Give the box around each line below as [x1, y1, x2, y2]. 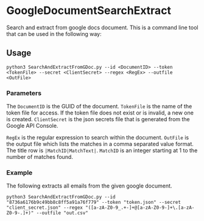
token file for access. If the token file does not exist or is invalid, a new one [6, 109, 194, 116]
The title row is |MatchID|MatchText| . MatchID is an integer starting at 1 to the [6, 147, 198, 154]
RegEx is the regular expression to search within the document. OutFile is [6, 134, 189, 141]
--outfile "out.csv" [36, 210, 88, 216]
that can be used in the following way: [6, 30, 102, 37]
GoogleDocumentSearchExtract [6, 4, 172, 18]
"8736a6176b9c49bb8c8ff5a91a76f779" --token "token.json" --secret [6, 199, 181, 206]
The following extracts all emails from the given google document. [6, 182, 172, 189]
